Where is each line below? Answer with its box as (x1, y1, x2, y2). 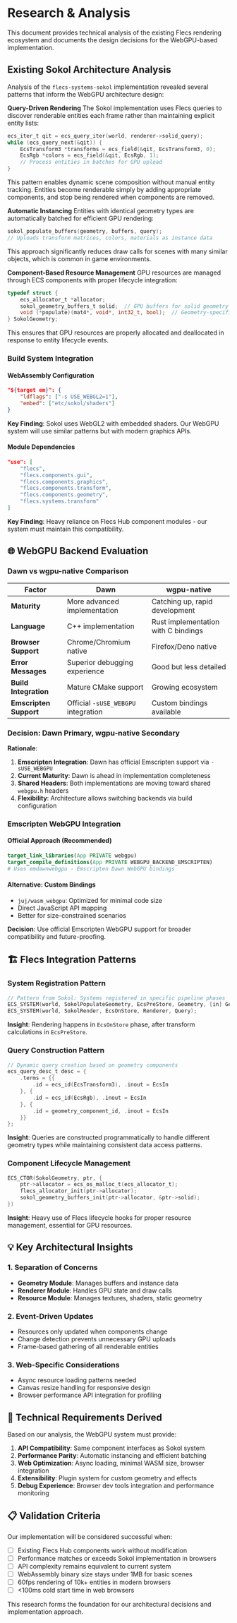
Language (11, 621, 46, 631)
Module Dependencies (7, 443, 75, 451)
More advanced (66, 597, 120, 606)
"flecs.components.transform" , (20, 485, 112, 492)
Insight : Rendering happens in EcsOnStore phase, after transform (7, 1020, 195, 1029)
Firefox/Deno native (151, 641, 217, 651)
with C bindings (151, 625, 203, 635)
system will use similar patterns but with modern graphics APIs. (7, 426, 192, 435)
